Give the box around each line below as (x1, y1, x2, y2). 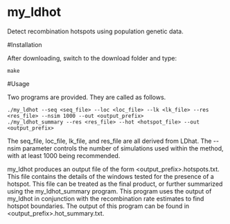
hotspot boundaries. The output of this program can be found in (7, 202, 190, 210)
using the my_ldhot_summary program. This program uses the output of (7, 187, 212, 195)
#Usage (7, 79, 30, 87)
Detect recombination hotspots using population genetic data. (7, 27, 184, 35)
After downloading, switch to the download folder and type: (7, 53, 177, 62)
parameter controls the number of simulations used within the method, (22, 144, 224, 153)
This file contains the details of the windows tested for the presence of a (7, 172, 215, 180)
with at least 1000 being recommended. (7, 151, 121, 160)
